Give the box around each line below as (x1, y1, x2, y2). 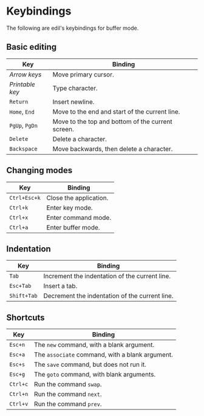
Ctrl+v (9, 401, 29, 407)
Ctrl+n (9, 390, 29, 398)
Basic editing (6, 42, 57, 52)
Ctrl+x (9, 214, 29, 221)
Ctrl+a (9, 223, 29, 231)
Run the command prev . (34, 400, 102, 408)
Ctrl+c (9, 381, 29, 388)
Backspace (9, 145, 38, 152)
